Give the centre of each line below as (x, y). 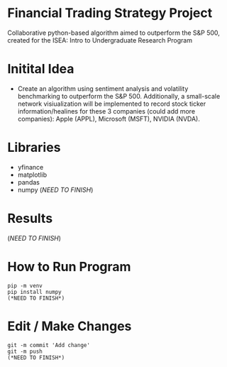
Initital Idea (41, 69)
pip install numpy (34, 292)
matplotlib (32, 175)
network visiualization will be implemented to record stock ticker (112, 104)
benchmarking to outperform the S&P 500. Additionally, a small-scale (119, 96)
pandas (29, 182)
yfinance (31, 167)
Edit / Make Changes (70, 326)
